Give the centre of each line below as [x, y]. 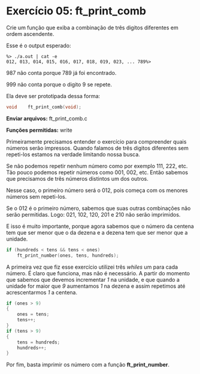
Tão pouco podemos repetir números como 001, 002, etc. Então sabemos [97, 172]
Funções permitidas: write [40, 130]
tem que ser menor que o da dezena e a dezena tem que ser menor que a [97, 232]
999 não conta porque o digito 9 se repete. [59, 84]
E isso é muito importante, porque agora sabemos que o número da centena [100, 226]
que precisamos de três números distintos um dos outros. [77, 178]
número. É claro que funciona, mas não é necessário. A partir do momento [98, 273]
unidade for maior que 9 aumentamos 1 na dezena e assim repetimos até [96, 286]
